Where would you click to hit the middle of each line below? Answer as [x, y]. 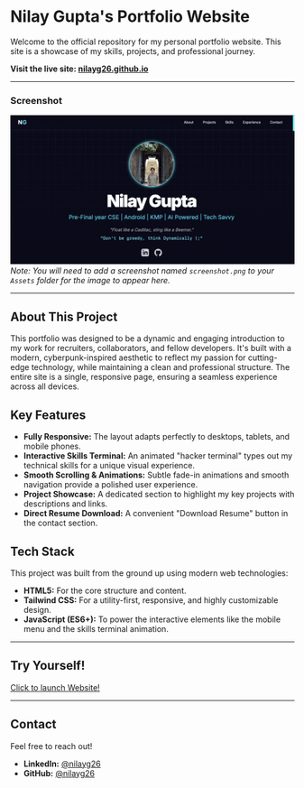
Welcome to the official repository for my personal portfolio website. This [146, 42]
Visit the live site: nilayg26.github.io [79, 69]
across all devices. [45, 386]
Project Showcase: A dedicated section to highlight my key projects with [159, 495]
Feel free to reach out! [51, 746]
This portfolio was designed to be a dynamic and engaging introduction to [147, 338]
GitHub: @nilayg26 [59, 773]
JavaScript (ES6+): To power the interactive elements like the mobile [152, 619]
